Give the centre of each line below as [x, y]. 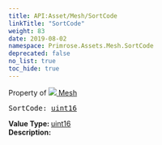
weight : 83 [27, 31]
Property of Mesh [43, 92]
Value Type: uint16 [40, 123]
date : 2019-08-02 [38, 38]
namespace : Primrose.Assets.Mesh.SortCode [81, 46]
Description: [30, 132]
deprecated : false [39, 53]
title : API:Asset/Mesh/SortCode [63, 16]
